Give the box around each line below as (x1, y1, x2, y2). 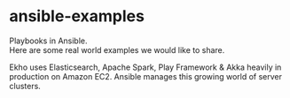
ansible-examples (9, 6, 145, 26)
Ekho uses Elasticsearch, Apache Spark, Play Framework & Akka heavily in (9, 62, 282, 72)
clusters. (9, 80, 42, 91)
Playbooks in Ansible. (9, 35, 88, 46)
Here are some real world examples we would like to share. (9, 44, 225, 55)
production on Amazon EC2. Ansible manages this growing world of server (9, 71, 282, 81)
